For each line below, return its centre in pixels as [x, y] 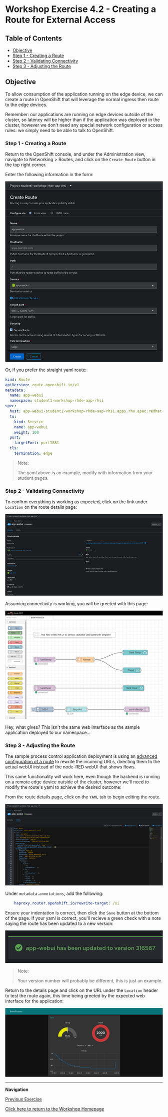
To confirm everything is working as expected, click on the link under [76, 502]
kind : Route [17, 379]
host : [15, 411]
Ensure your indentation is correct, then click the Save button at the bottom [82, 913]
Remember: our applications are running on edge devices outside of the [79, 114]
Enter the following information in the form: [49, 175]
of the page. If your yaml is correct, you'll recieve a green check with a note [83, 918]
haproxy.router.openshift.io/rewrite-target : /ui [67, 903]
